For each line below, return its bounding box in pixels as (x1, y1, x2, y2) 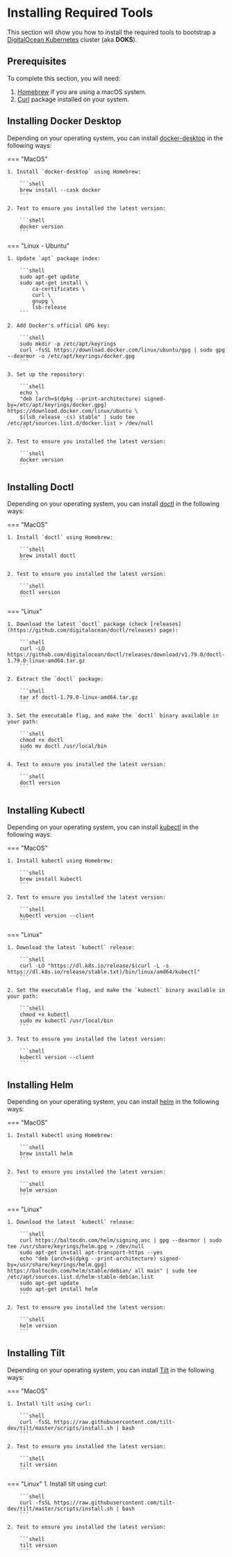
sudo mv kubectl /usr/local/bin (19, 1017, 113, 1024)
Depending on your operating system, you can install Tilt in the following (7, 1365, 215, 1374)
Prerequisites (7, 56, 67, 68)
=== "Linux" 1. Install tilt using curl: (7, 1480, 108, 1488)
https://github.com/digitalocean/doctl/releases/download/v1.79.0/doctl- (7, 651, 226, 658)
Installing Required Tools (7, 5, 154, 21)
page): (159, 627, 179, 634)
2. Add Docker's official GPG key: (7, 322, 110, 329)
